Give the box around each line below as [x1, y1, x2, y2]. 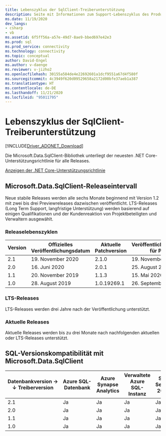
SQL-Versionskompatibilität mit [5, 349, 104, 358]
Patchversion [94, 247, 127, 254]
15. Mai [131, 272, 149, 279]
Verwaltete [124, 372, 151, 379]
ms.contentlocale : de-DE [5, 85, 56, 91]
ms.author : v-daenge [5, 62, 48, 67]
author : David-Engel [5, 58, 48, 63]
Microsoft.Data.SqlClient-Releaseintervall [5, 182, 137, 190]
